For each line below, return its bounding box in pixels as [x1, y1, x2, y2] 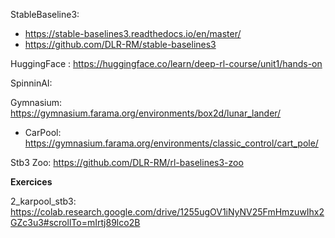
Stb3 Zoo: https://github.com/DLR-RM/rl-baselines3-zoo [10, 157, 244, 168]
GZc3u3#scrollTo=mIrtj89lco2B [10, 217, 141, 228]
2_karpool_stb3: [10, 195, 77, 207]
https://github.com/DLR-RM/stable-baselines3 [24, 39, 217, 50]
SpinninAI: [10, 77, 53, 89]
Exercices [10, 176, 53, 188]
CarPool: [24, 127, 62, 138]
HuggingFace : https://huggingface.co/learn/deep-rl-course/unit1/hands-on [10, 58, 323, 69]
